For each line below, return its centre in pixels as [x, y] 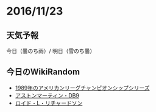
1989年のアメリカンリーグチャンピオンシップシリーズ [82, 88]
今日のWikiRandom [43, 72]
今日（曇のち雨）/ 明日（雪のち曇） [51, 51]
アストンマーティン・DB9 [47, 95]
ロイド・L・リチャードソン [49, 103]
